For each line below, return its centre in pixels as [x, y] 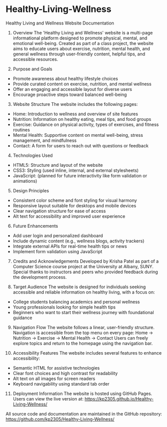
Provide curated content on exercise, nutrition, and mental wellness [82, 84]
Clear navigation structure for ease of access [59, 211]
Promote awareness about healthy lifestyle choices [66, 78]
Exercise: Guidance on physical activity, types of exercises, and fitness [86, 124]
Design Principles [31, 190]
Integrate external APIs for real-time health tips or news [70, 246]
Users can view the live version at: [48, 399]
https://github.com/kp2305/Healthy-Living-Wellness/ [60, 419]
